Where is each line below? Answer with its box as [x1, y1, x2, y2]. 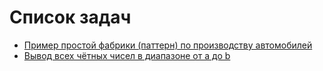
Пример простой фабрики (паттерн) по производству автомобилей [23, 39, 313, 51]
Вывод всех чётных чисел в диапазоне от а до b [23, 49, 231, 61]
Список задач [9, 6, 132, 29]
